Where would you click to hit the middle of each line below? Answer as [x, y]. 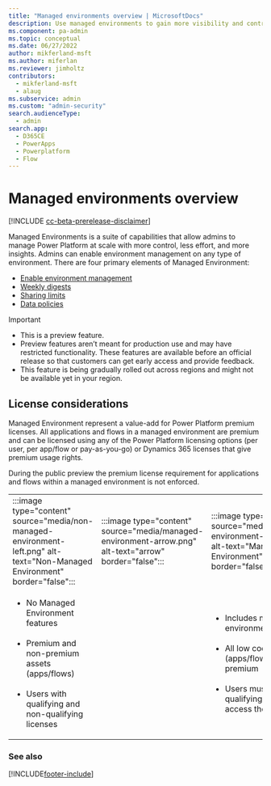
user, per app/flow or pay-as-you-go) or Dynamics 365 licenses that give [130, 449]
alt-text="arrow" [133, 551]
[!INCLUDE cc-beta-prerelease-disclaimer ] [79, 221]
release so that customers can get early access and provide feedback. [137, 361]
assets [38, 663]
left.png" [29, 551]
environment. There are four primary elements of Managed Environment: [129, 263]
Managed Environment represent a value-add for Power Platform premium [131, 423]
